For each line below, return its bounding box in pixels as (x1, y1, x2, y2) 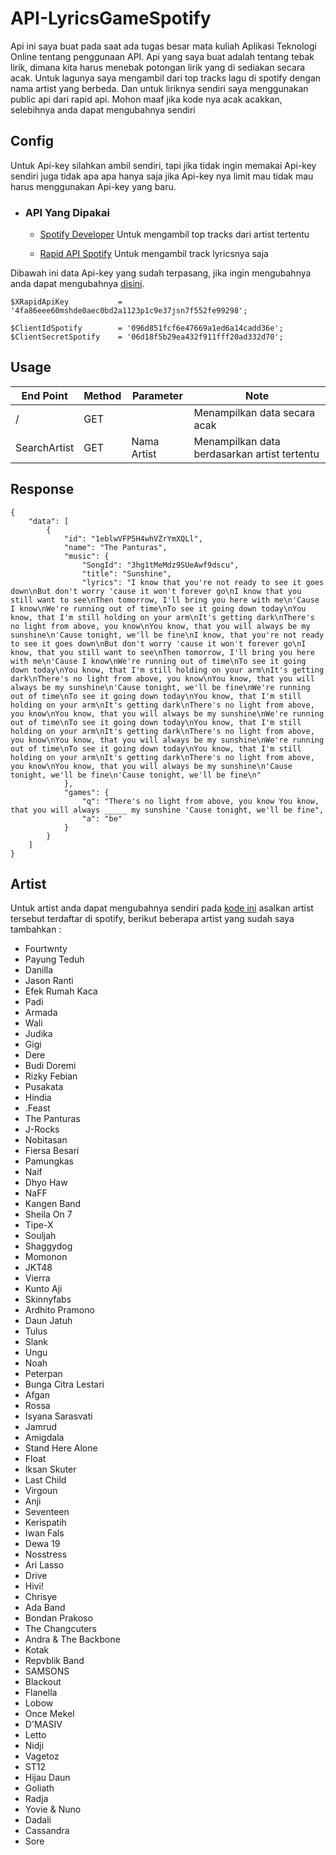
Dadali (24, 1814, 52, 1826)
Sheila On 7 (24, 1208, 73, 1221)
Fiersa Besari (24, 1145, 80, 1157)
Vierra (24, 1272, 51, 1284)
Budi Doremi (24, 1060, 77, 1072)
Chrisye (24, 1591, 58, 1603)
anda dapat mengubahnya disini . (10, 278, 145, 290)
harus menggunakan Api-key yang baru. (10, 180, 177, 192)
